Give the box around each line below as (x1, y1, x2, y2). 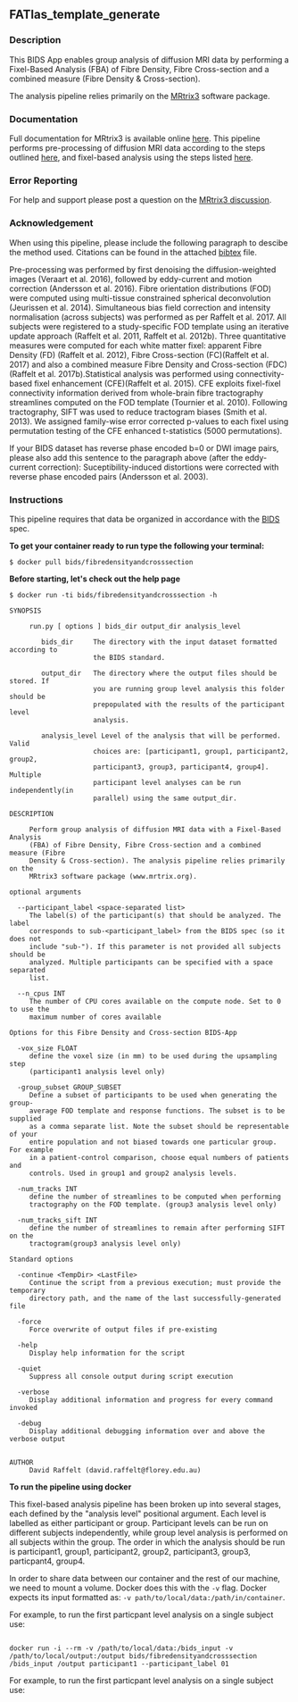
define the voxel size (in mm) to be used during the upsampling (29, 1051, 277, 1061)
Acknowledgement (9, 217, 94, 229)
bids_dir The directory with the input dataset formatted (41, 638, 277, 647)
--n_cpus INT (17, 989, 66, 998)
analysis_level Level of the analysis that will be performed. (41, 731, 281, 740)
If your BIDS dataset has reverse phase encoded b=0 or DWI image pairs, (9, 442, 279, 454)
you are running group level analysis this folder (93, 684, 286, 693)
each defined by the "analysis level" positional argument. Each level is (9, 1508, 267, 1519)
